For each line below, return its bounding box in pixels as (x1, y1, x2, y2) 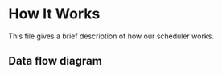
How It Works (8, 5, 101, 23)
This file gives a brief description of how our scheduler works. (8, 31, 215, 41)
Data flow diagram (8, 54, 102, 68)
